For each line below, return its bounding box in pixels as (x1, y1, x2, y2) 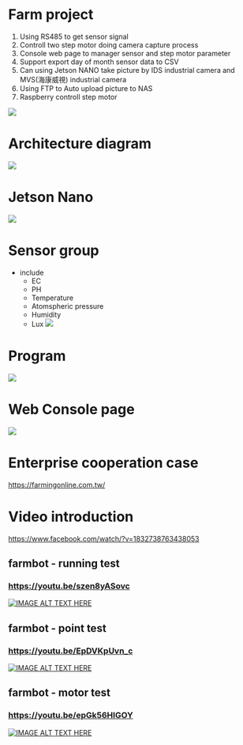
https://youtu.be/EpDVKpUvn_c (8, 645, 133, 656)
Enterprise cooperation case (8, 454, 199, 472)
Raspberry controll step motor (19, 92, 118, 101)
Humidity (31, 310, 62, 319)
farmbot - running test (8, 557, 120, 570)
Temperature (31, 293, 73, 302)
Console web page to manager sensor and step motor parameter (19, 48, 231, 58)
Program (8, 347, 66, 365)
